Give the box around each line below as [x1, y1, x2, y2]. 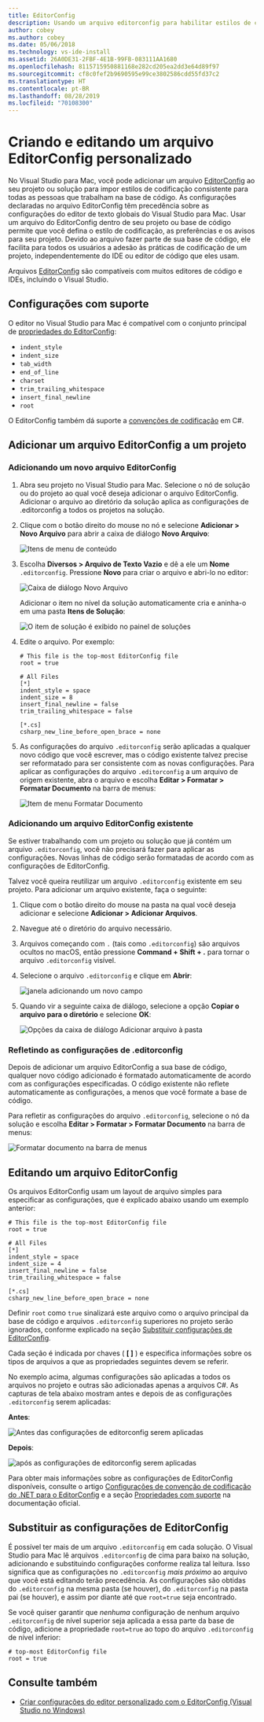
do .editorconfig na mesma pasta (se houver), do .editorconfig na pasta [8, 1584, 249, 1593]
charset [19, 377, 45, 385]
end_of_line [19, 368, 59, 376]
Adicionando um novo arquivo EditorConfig [8, 462, 177, 473]
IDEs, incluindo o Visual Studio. [8, 275, 109, 284]
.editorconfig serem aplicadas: [8, 1397, 112, 1407]
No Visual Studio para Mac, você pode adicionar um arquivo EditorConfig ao [8, 176, 255, 186]
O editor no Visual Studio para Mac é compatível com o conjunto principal [8, 318, 247, 327]
